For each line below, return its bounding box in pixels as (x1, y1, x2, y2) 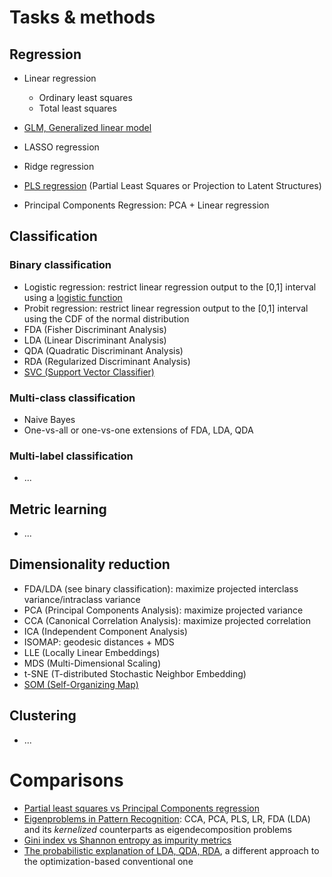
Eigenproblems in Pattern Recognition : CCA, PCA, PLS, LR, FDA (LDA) (23, 812, 311, 825)
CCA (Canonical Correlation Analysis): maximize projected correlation (23, 614, 312, 626)
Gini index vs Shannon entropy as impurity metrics (23, 834, 232, 846)
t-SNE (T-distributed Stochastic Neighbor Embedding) (23, 667, 247, 680)
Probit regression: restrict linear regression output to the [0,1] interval (23, 302, 309, 314)
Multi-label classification (9, 449, 134, 463)
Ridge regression (23, 161, 95, 172)
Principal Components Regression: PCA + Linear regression (23, 199, 270, 211)
